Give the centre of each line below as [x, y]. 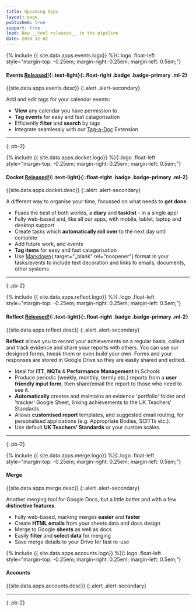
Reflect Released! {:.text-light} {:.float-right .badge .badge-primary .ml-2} [97, 317]
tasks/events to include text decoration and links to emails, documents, [100, 263]
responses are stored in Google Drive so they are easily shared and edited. [96, 360]
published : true [26, 22]
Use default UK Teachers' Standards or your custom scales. [87, 427]
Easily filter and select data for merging [63, 535]
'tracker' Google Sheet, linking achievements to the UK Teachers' [93, 402]
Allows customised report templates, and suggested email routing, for [99, 415]
